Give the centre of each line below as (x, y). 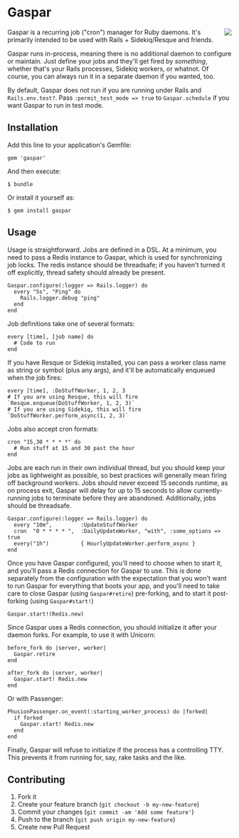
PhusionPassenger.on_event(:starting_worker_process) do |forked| (108, 711)
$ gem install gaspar (39, 210)
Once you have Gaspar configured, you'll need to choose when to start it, (115, 563)
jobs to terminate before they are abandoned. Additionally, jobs (124, 498)
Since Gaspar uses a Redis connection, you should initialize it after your (112, 627)
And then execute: (34, 171)
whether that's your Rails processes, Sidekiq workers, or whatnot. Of (108, 68)
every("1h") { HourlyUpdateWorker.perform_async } (105, 543)
